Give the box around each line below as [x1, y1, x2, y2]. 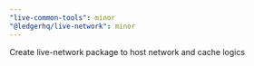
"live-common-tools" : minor [9, 13, 116, 23]
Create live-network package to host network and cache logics [9, 46, 246, 57]
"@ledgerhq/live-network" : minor [9, 22, 136, 31]
